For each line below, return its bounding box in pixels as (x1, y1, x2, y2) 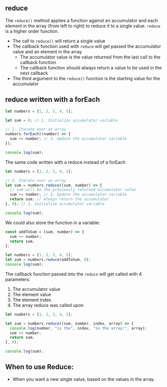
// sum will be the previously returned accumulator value (10, 187, 136, 192)
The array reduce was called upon (12, 302, 84, 308)
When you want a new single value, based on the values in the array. (12, 376, 155, 382)
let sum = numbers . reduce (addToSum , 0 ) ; (5, 257, 92, 263)
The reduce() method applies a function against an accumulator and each (5, 17, 158, 23)
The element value (12, 291, 51, 297)
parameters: (5, 276, 31, 282)
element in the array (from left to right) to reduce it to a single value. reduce (5, 23, 161, 29)
